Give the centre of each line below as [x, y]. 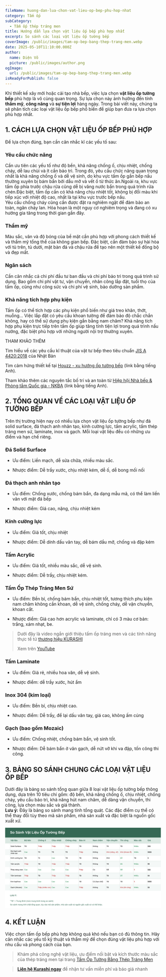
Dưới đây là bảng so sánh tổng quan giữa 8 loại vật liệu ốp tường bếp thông [82, 789]
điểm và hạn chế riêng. [28, 437]
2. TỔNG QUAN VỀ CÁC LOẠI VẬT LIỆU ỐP [71, 401]
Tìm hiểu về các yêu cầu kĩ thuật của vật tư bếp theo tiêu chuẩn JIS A [76, 351]
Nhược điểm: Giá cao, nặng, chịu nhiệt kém [56, 509]
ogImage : [14, 68]
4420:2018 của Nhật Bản [30, 356]
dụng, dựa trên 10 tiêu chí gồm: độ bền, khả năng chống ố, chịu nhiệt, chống [83, 794]
